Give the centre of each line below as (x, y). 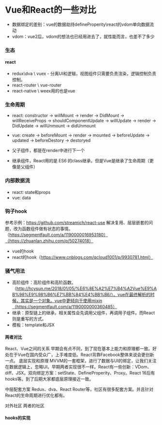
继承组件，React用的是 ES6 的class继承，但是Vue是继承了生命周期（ (81, 161)
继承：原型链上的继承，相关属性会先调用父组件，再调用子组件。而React (83, 313)
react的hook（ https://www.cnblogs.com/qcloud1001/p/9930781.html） (82, 257)
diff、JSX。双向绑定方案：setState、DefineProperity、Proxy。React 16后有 (80, 373)
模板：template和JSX (33, 325)
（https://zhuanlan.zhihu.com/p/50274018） (49, 240)
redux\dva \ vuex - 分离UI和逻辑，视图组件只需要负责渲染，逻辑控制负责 (84, 74)
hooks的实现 (18, 418)
